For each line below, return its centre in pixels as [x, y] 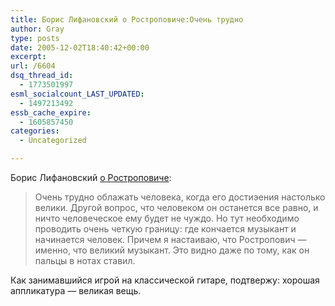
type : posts [35, 38]
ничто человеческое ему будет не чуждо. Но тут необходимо [167, 218]
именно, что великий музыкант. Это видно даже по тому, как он [172, 250]
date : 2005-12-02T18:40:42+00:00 [80, 47]
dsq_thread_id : [42, 76]
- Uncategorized [53, 141]
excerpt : [28, 57]
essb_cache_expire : [51, 112]
